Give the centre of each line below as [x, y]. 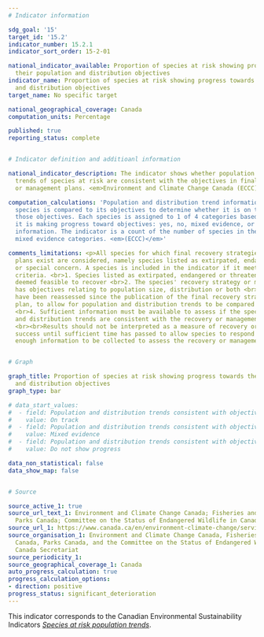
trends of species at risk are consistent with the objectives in [126, 181]
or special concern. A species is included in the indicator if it [128, 268]
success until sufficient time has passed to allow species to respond [135, 334]
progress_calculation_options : [59, 580]
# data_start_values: [44, 405]
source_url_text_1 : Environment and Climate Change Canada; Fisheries [126, 513]
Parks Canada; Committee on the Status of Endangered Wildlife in [126, 520]
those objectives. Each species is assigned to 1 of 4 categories [126, 217]
